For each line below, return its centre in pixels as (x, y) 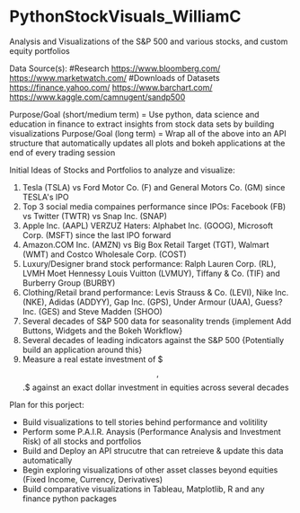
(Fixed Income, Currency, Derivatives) (93, 479)
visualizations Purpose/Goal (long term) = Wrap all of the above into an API (148, 133)
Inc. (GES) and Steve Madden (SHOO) (93, 311)
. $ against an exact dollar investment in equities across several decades (155, 387)
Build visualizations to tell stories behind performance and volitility (145, 422)
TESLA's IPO (45, 197)
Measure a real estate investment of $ (93, 359)
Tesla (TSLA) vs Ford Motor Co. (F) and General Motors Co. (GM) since (154, 187)
